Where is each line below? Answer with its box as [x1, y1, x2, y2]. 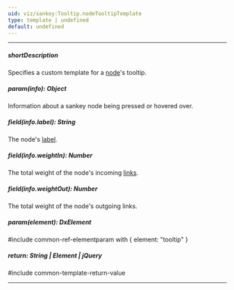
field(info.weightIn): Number [8, 151, 93, 160]
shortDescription [8, 51, 58, 59]
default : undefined [8, 23, 65, 30]
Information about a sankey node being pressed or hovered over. [8, 102, 194, 110]
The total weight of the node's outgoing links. [8, 202, 137, 210]
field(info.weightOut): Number [8, 185, 98, 193]
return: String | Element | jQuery [8, 251, 103, 259]
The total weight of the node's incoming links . [8, 169, 139, 177]
